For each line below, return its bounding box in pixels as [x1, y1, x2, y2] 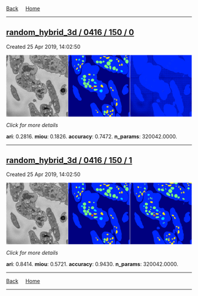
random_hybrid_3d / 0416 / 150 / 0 [6, 28, 134, 38]
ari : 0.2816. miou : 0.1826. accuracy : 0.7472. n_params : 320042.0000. [6, 132, 178, 140]
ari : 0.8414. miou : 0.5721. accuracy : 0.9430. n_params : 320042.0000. [6, 261, 179, 268]
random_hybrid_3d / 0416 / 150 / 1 [6, 155, 133, 165]
